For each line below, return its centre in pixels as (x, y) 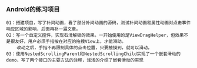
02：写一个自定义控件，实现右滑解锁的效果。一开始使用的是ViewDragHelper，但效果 (95, 35)
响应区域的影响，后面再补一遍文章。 (44, 29)
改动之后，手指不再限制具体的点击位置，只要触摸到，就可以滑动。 (85, 48)
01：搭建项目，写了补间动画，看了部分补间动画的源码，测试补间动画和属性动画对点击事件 (98, 23)
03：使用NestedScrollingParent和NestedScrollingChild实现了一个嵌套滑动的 (94, 54)
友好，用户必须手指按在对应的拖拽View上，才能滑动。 (70, 42)
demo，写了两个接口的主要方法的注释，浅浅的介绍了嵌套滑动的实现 (75, 60)
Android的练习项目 (33, 9)
